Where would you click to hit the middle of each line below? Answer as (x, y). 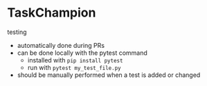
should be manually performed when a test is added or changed (109, 75)
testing (17, 32)
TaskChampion (52, 13)
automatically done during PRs (61, 45)
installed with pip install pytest (75, 60)
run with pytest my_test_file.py (74, 67)
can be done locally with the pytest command (82, 53)
